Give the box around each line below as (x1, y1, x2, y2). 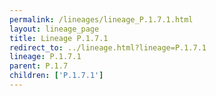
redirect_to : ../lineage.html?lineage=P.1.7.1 (9, 42, 207, 53)
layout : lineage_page (9, 24, 100, 34)
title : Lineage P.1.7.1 (9, 33, 109, 43)
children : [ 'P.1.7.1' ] (9, 71, 104, 81)
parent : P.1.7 (9, 61, 69, 71)
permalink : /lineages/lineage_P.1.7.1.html (9, 14, 194, 25)
